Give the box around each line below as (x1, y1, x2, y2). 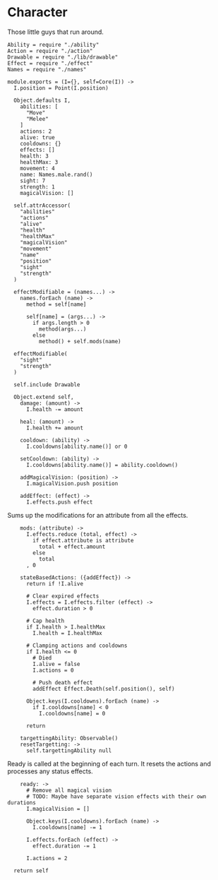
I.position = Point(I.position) (13, 84, 109, 92)
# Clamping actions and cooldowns (25, 642, 128, 649)
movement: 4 (20, 165, 55, 172)
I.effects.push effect (25, 499, 93, 506)
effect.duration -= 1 (32, 842, 97, 850)
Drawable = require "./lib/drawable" (7, 54, 119, 61)
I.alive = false (32, 660, 80, 667)
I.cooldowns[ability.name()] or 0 (25, 443, 128, 450)
